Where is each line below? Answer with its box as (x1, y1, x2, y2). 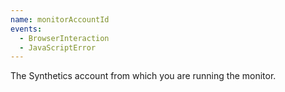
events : (10, 24, 43, 34)
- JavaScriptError (19, 42, 97, 53)
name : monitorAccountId (10, 14, 110, 25)
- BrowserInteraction (19, 33, 110, 43)
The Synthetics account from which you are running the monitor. (10, 70, 277, 82)
